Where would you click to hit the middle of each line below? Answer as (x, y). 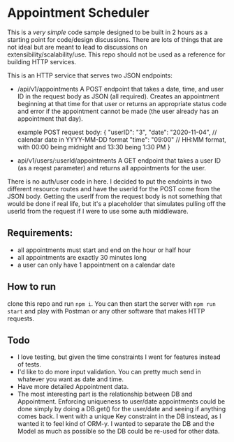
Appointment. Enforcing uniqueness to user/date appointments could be (121, 402)
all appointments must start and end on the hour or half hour (104, 250)
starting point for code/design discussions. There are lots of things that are (115, 39)
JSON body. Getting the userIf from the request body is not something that (115, 196)
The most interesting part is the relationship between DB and (105, 394)
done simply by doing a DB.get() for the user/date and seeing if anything (121, 409)
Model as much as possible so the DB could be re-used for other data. (118, 432)
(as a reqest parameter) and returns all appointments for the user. (111, 168)
